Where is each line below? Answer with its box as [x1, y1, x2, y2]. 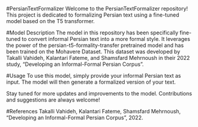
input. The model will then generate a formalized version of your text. [6, 78, 176, 85]
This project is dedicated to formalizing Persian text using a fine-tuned [6, 11, 180, 18]
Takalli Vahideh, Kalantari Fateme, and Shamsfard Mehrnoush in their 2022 [6, 55, 190, 61]
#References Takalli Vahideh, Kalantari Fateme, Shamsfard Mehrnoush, [6, 108, 181, 115]
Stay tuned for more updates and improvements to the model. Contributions [6, 90, 193, 97]
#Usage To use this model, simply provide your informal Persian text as [6, 72, 181, 79]
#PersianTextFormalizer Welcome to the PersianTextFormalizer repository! [6, 5, 188, 12]
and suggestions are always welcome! [6, 96, 100, 103]
